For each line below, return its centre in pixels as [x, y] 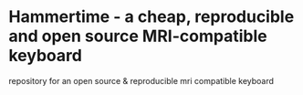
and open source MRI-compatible [138, 36]
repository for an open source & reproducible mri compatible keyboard [141, 80]
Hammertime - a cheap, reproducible [151, 17]
